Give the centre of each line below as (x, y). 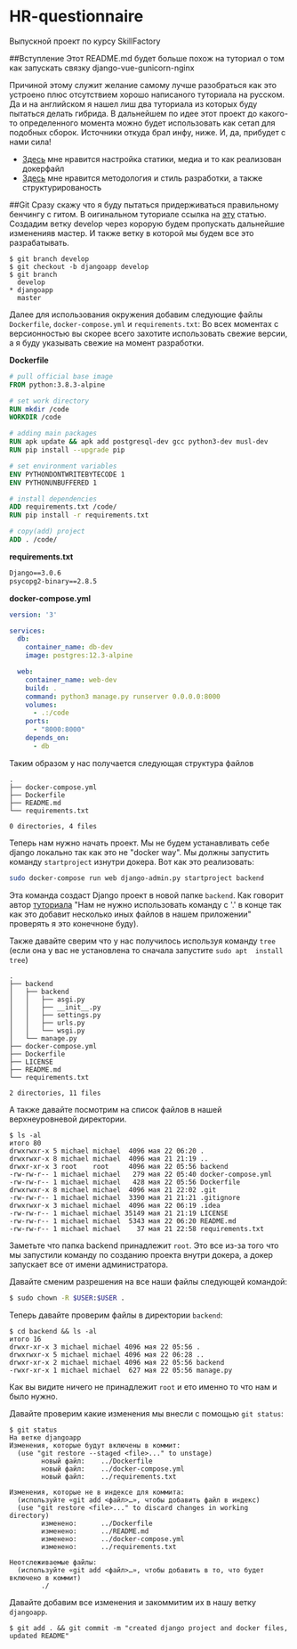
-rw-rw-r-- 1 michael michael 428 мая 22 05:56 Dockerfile (125, 1182)
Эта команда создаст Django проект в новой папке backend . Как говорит (147, 895)
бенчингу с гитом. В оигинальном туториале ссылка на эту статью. (138, 214)
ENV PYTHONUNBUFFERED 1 (53, 483)
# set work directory (49, 401)
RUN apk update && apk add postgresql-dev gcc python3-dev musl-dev (139, 442)
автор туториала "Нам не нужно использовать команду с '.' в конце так (145, 904)
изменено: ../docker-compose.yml (113, 1539)
